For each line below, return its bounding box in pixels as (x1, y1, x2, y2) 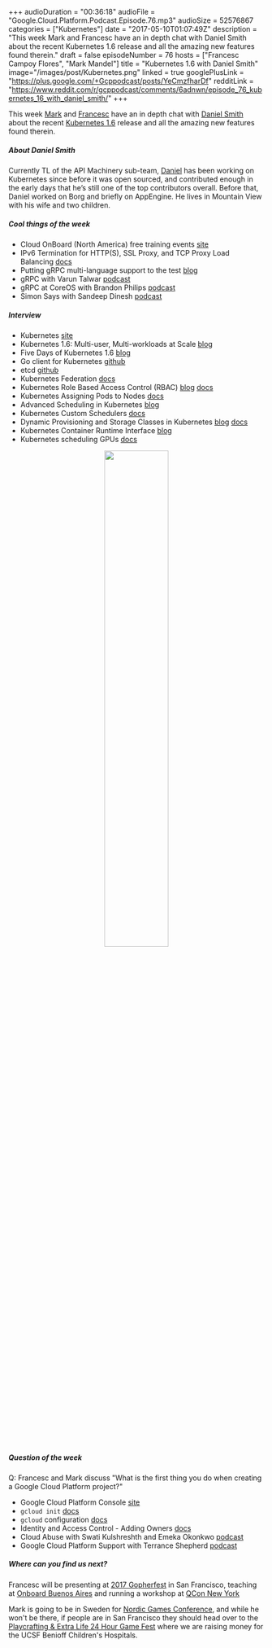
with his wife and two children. (8, 199, 111, 210)
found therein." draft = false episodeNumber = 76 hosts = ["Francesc (8, 50, 240, 59)
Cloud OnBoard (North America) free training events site (19, 239, 209, 249)
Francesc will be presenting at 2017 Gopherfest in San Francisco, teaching (8, 1580, 257, 1589)
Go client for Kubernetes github (19, 356, 126, 366)
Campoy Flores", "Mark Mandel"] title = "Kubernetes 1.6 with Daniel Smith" (8, 59, 258, 68)
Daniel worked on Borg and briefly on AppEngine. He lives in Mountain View (8, 191, 262, 201)
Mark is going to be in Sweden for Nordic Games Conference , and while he (8, 1604, 260, 1614)
